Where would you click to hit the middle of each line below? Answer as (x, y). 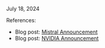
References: (21, 20)
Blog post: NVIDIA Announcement (57, 38)
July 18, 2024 (23, 9)
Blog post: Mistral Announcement (56, 32)
